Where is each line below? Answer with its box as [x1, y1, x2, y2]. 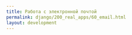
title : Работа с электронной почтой [6, 8, 97, 15]
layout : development [6, 20, 58, 26]
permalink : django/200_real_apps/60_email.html [6, 14, 127, 20]
